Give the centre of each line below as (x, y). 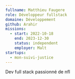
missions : (16, 29)
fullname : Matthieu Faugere (35, 10)
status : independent (36, 43)
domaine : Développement (31, 19)
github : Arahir (21, 24)
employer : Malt (31, 48)
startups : (16, 52)
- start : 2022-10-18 (32, 34)
